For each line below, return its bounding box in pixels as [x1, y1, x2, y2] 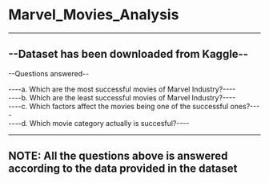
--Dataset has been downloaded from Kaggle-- [8, 47, 249, 61]
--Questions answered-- [8, 68, 90, 78]
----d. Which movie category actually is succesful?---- [8, 118, 190, 128]
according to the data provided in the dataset [8, 162, 238, 176]
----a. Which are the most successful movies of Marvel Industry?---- [8, 84, 236, 94]
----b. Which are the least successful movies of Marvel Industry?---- [8, 92, 236, 102]
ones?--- [230, 101, 260, 111]
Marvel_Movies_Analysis [8, 6, 179, 24]
